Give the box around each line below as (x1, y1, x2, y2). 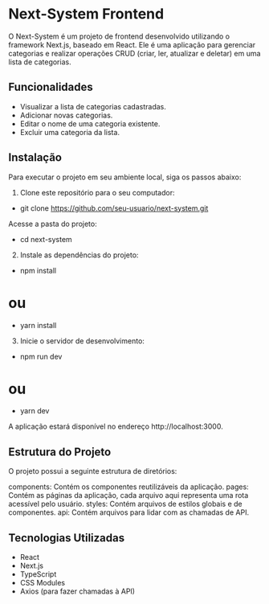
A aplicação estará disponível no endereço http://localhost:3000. (8, 421, 223, 431)
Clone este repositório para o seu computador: (19, 187, 175, 197)
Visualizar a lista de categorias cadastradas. (19, 101, 167, 111)
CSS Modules (19, 578, 66, 588)
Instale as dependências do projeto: (19, 250, 139, 260)
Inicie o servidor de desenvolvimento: (19, 335, 145, 346)
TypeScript (19, 569, 57, 579)
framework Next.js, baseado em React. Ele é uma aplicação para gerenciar (8, 39, 256, 49)
